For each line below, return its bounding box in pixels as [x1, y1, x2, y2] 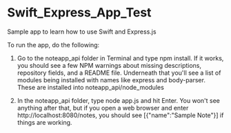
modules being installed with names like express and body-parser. [17, 75, 205, 84]
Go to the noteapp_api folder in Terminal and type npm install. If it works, [17, 53, 224, 62]
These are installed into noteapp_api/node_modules [17, 83, 164, 91]
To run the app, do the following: [7, 40, 100, 49]
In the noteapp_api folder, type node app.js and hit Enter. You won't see [17, 96, 221, 104]
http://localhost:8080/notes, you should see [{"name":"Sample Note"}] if [17, 111, 224, 119]
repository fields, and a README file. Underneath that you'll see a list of [17, 69, 221, 77]
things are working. [17, 118, 72, 126]
